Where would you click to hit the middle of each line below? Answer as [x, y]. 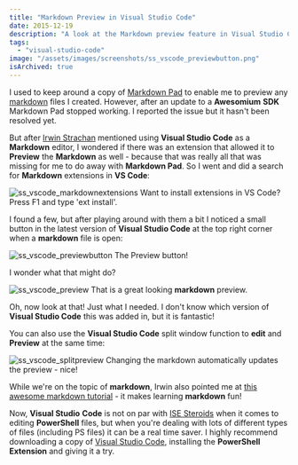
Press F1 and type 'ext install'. [63, 201]
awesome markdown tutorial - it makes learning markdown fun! [125, 396]
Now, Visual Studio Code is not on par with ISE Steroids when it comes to [144, 413]
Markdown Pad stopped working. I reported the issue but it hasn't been [140, 111]
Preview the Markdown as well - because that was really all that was [135, 156]
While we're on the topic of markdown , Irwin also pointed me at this [133, 386]
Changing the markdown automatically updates [192, 359]
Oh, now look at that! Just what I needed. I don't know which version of [139, 306]
